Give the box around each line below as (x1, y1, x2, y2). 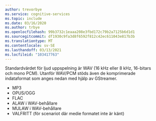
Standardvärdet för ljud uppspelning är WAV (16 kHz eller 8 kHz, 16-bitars (5, 65, 151, 71)
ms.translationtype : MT (5, 39, 53, 44)
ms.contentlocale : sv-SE (5, 43, 55, 48)
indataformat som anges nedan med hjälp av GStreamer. (5, 76, 117, 81)
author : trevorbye (5, 7, 42, 12)
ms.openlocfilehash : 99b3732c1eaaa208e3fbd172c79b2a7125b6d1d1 (5, 30, 135, 34)
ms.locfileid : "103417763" (5, 52, 59, 57)
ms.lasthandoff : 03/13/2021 (5, 47, 62, 52)
